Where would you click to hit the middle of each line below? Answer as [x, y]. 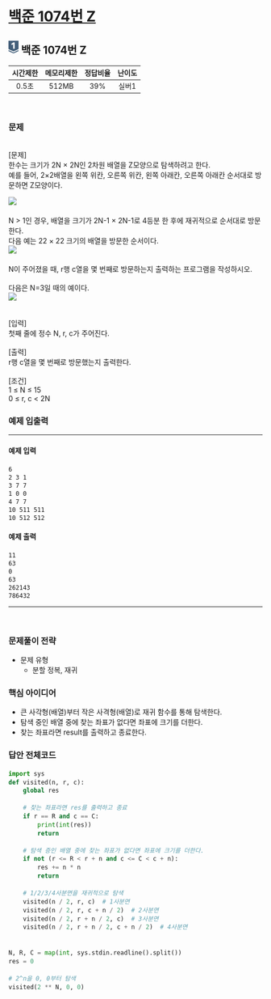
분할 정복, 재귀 [55, 670]
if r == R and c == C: [61, 817]
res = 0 [21, 961]
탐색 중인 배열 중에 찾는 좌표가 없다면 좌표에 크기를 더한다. [111, 722]
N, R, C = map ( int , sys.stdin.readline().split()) [95, 953]
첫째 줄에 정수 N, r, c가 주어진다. [59, 333]
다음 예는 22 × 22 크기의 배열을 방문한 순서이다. [83, 241]
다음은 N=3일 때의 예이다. [49, 288]
